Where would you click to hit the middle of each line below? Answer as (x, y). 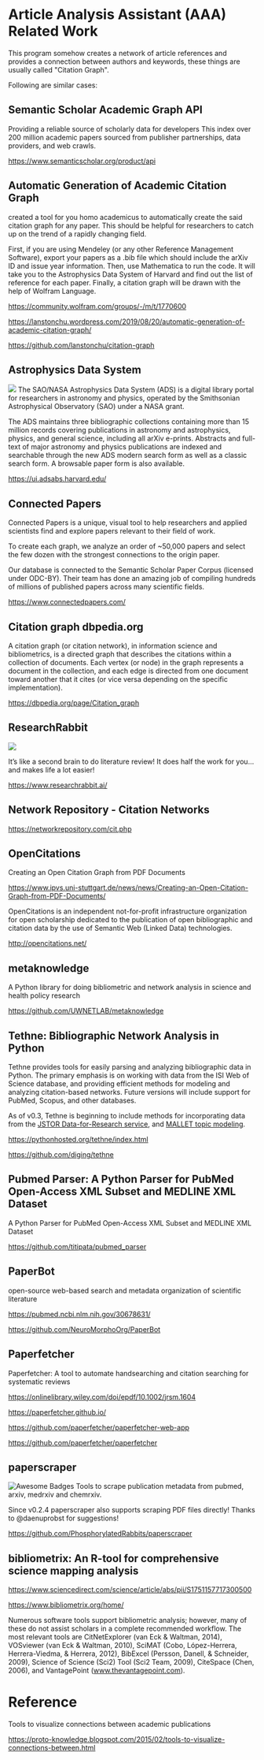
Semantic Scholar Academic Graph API (105, 110)
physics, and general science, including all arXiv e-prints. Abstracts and (125, 438)
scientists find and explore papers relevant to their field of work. (112, 531)
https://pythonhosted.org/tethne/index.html (78, 1140)
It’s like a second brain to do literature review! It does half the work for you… (131, 761)
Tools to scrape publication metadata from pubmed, (160, 1487)
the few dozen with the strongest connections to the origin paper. (114, 555)
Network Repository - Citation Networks (109, 810)
